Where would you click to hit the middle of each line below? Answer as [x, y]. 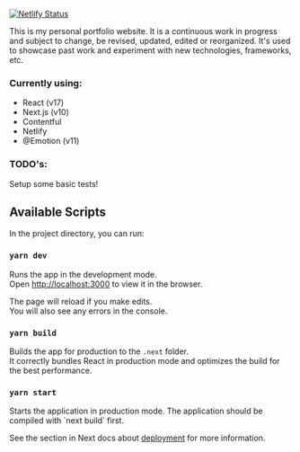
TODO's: [28, 164]
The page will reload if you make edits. [81, 301]
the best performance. [51, 370]
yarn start [33, 392]
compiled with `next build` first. [66, 421]
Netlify [35, 131]
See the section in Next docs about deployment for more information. [137, 438]
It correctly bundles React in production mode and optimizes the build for [145, 361]
